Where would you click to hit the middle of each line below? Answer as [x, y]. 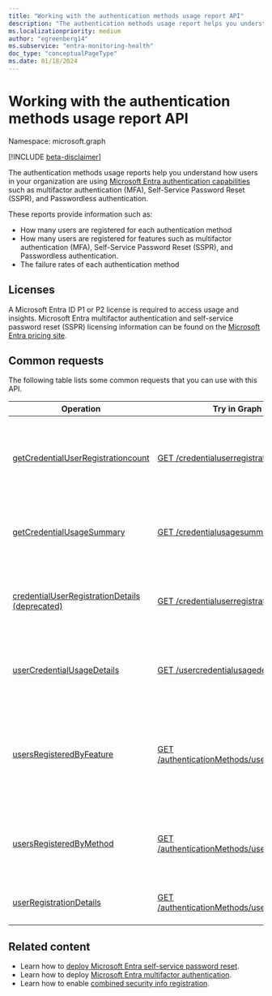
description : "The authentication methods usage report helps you [123, 24]
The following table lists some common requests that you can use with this [133, 380]
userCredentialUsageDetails [66, 670]
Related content [49, 946]
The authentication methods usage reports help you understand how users [133, 172]
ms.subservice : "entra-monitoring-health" [81, 46]
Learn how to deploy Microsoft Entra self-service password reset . [130, 966]
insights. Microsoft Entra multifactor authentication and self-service [121, 318]
